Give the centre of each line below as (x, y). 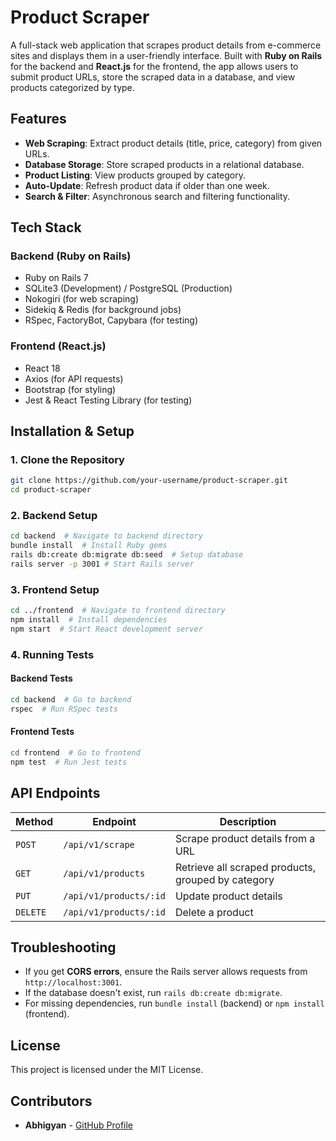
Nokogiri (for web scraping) (82, 299)
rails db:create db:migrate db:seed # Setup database (127, 555)
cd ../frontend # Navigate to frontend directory (118, 611)
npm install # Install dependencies (89, 620)
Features (38, 119)
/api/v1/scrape (99, 844)
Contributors (51, 1101)
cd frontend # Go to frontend (75, 752)
